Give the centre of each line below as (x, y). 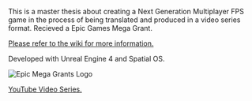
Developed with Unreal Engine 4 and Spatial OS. (87, 59)
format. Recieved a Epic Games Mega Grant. (80, 28)
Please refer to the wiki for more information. (81, 43)
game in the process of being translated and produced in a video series (124, 20)
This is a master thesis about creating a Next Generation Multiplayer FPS (126, 11)
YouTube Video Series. (45, 89)
